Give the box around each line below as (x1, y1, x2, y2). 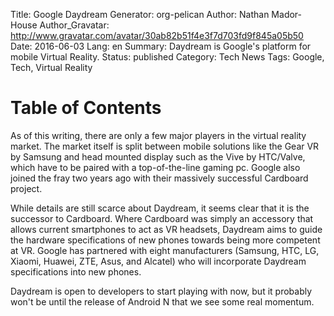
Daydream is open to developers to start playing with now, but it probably (10, 285, 313, 297)
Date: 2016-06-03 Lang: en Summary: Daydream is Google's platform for (10, 40, 312, 52)
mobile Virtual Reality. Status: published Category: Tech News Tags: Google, (10, 51, 325, 63)
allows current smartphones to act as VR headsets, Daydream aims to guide (10, 223, 323, 235)
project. (10, 182, 43, 194)
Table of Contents (10, 97, 162, 119)
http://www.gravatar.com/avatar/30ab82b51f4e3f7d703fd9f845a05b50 (10, 30, 304, 41)
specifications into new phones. (10, 265, 142, 278)
